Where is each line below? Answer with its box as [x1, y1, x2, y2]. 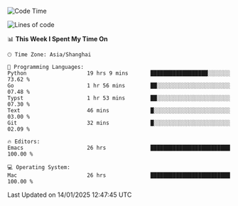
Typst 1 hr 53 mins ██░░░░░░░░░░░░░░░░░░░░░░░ [7, 94, 231, 102]
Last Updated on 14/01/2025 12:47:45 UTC [7, 190, 132, 199]
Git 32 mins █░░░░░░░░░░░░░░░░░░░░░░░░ [7, 119, 231, 126]
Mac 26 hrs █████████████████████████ [7, 172, 231, 179]
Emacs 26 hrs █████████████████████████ [7, 144, 231, 151]
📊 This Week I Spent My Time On [7, 35, 108, 43]
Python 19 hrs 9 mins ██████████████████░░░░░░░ [7, 70, 231, 77]
